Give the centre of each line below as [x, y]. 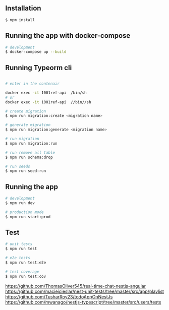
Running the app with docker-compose [68, 36]
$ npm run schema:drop [29, 157]
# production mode [24, 212]
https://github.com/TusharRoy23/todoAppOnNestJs [59, 296]
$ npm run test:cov [26, 276]
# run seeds [18, 166]
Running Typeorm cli [39, 68]
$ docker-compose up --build [36, 52]
